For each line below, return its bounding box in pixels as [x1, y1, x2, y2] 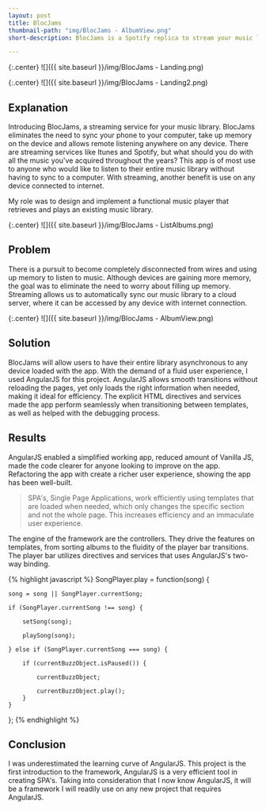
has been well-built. [8, 477, 73, 487]
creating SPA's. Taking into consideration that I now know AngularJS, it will [8, 776, 252, 785]
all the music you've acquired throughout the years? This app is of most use [8, 156, 256, 165]
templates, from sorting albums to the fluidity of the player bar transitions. [8, 542, 249, 552]
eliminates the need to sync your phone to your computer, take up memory [8, 130, 252, 140]
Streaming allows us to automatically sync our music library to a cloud [8, 289, 237, 299]
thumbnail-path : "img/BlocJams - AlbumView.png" [8, 26, 172, 34]
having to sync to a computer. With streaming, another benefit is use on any [8, 172, 256, 183]
